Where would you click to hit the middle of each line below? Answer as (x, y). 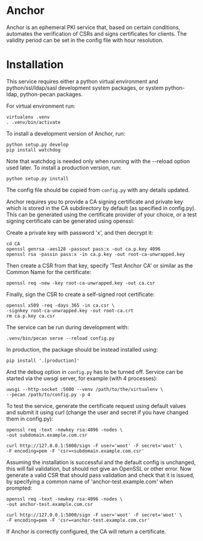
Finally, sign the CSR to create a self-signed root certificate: (81, 294)
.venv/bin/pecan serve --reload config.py (60, 338)
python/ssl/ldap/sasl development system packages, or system (85, 88)
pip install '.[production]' (43, 361)
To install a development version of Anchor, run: (66, 133)
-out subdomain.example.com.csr (47, 435)
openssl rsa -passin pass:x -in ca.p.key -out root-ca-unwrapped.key (96, 254)
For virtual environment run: (41, 106)
